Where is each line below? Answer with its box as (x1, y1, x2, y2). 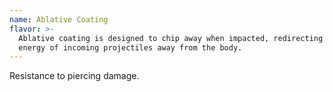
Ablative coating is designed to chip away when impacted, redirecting (18, 33, 324, 43)
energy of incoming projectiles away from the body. (18, 42, 243, 53)
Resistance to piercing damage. (9, 70, 140, 82)
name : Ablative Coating (9, 14, 109, 25)
